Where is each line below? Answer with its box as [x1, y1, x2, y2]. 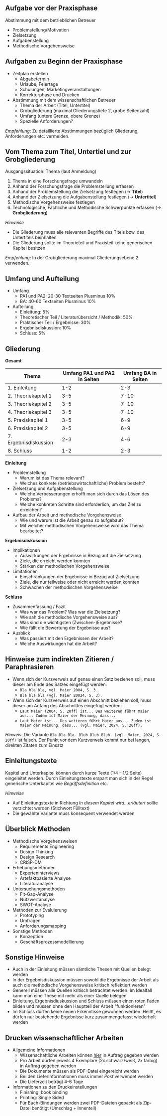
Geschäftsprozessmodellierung [19, 939, 84, 945]
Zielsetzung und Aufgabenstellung [12, 485, 83, 491]
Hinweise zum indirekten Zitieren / [5, 655, 114, 663]
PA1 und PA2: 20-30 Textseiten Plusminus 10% [19, 293, 116, 299]
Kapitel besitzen [12, 245, 46, 251]
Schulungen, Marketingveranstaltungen [19, 86, 101, 92]
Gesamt [5, 358, 22, 364]
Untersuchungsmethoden [12, 886, 65, 892]
